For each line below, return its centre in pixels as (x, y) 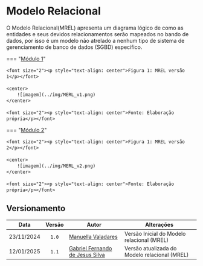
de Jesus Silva (87, 255)
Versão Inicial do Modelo (155, 233)
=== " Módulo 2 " (27, 130)
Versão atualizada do (151, 248)
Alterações (159, 225)
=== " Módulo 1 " (26, 59)
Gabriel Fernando (90, 248)
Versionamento (36, 208)
